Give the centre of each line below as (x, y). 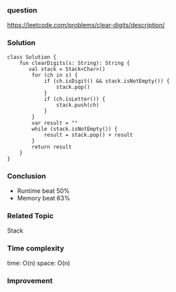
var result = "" (55, 123)
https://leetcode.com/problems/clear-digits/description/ (86, 25)
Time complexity (36, 248)
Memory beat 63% (43, 198)
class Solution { (32, 57)
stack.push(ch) (77, 105)
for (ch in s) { (55, 75)
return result (52, 147)
